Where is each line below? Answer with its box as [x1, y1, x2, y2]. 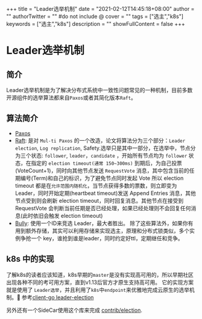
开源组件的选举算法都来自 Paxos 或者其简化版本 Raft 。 [6, 94, 137, 101]
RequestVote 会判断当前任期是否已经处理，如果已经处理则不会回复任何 [14, 204, 191, 212]
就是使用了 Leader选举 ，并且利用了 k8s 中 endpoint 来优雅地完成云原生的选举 [6, 286, 190, 293]
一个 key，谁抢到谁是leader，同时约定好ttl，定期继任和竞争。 [31, 234, 183, 242]
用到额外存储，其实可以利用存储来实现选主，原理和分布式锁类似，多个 [14, 227, 190, 234]
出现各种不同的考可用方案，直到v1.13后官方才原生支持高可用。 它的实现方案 [6, 279, 194, 286]
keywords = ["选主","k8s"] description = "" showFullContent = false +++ [6, 20, 185, 27]
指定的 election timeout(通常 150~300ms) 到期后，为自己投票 [31, 159, 182, 167]
